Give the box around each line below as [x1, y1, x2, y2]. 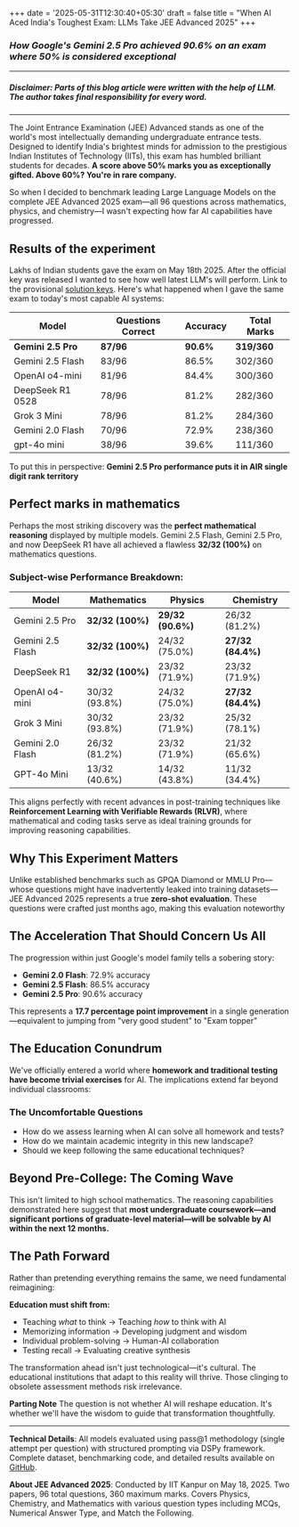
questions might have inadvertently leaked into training [35, 884, 238, 894]
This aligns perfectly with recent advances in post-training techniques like [9, 796, 281, 807]
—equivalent [9, 1015, 56, 1025]
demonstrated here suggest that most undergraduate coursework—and [9, 1204, 277, 1214]
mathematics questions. [9, 548, 98, 559]
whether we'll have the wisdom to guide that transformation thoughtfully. [9, 1408, 276, 1418]
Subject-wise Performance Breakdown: [9, 570, 184, 583]
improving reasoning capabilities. [9, 825, 131, 836]
